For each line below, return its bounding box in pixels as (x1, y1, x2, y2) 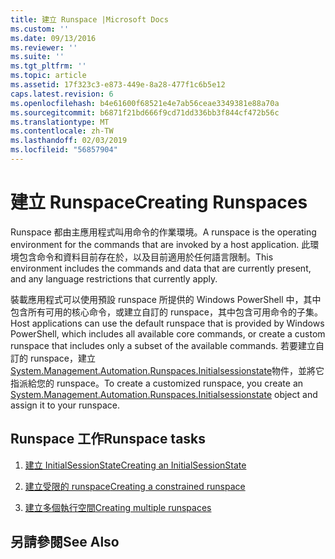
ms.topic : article (10, 71, 87, 81)
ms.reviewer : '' (10, 42, 78, 53)
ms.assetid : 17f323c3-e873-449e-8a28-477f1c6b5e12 (10, 80, 226, 90)
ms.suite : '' (10, 52, 65, 62)
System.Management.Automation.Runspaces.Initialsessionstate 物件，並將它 (10, 364, 325, 376)
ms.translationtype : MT (10, 117, 110, 127)
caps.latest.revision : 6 (10, 89, 114, 99)
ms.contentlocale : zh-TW (10, 126, 114, 136)
